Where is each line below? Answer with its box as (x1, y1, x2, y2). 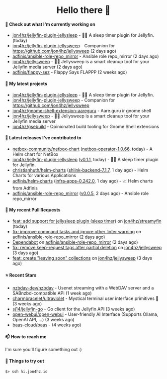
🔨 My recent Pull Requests (5, 207, 61, 213)
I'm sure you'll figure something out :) (5, 347, 82, 353)
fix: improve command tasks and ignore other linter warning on (12, 229, 142, 234)
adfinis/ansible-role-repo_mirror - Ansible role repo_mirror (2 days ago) (12, 53, 159, 59)
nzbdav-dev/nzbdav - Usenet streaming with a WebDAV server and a (12, 285, 154, 291)
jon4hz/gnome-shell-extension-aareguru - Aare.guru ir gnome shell (12, 107, 152, 113)
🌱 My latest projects (5, 81, 47, 87)
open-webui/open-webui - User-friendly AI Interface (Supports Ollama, (12, 311, 159, 317)
